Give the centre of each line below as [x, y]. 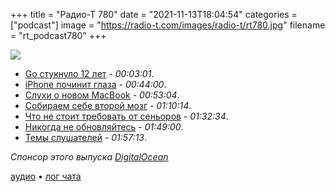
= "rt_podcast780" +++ [58, 35]
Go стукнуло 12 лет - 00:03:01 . [89, 73]
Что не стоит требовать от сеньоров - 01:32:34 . [126, 116]
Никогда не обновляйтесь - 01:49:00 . [104, 127]
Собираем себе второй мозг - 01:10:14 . [108, 105]
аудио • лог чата [46, 176]
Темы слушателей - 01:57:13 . [86, 137]
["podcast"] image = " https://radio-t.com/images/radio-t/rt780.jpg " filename [168, 25]
